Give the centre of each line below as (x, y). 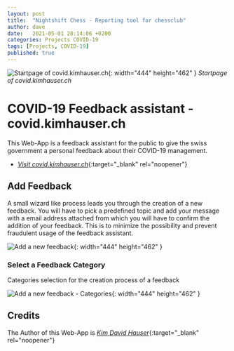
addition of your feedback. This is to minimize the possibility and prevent (112, 225)
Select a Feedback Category (56, 265)
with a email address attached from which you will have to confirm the (109, 218)
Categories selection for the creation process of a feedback (94, 280)
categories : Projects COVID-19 (53, 40)
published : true (31, 53)
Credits (24, 316)
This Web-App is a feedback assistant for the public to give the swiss (107, 143)
